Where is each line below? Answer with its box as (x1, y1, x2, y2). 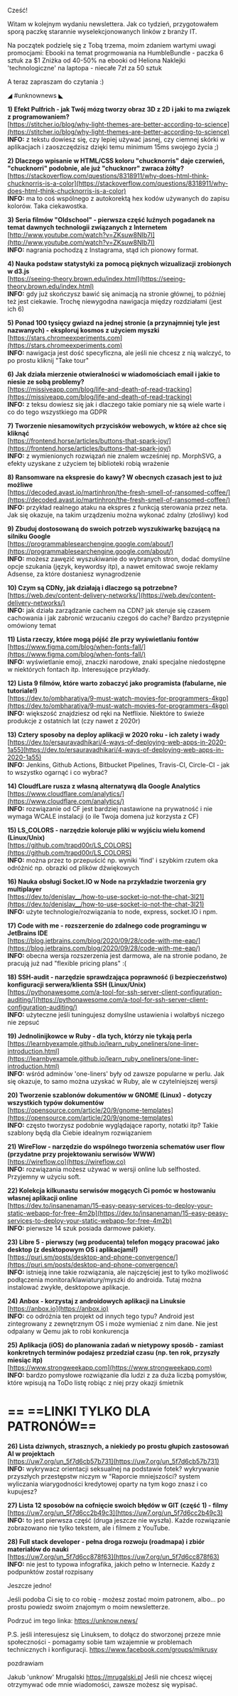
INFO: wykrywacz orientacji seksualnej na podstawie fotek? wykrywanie (7, 1464, 220, 1473)
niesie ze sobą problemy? (7, 378, 85, 386)
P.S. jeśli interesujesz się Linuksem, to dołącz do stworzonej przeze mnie (7, 1630, 222, 1638)
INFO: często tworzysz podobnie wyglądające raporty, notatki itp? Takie (7, 1121, 219, 1129)
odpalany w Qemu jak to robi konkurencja (7, 1327, 129, 1335)
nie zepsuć (7, 1018, 40, 1026)
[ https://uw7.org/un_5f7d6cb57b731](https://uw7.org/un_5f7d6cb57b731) (7, 1457, 220, 1465)
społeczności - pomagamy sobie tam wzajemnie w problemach (7, 1637, 193, 1646)
